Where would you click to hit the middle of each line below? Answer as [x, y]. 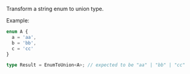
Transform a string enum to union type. [55, 9]
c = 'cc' [23, 49]
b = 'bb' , [24, 43]
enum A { [17, 32]
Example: [18, 20]
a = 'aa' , [24, 37]
